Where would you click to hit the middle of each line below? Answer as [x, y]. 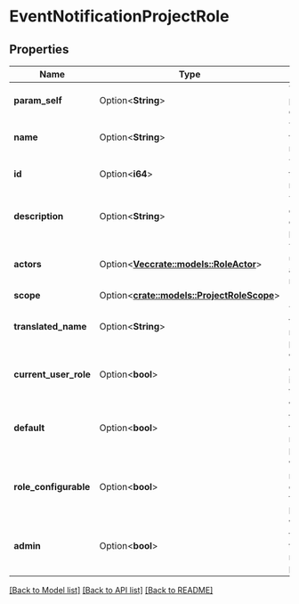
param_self [38, 100]
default [29, 428]
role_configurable [52, 487]
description [39, 216]
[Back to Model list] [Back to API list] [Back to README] [111, 590]
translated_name [50, 326]
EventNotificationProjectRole [119, 16]
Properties [39, 49]
